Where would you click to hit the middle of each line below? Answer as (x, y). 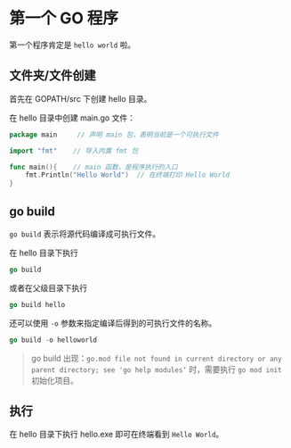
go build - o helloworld (53, 340)
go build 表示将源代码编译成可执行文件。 (85, 234)
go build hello (37, 304)
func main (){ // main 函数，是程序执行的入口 (93, 167)
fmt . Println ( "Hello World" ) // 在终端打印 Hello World (128, 175)
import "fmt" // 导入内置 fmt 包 (74, 151)
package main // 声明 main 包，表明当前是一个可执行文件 (114, 135)
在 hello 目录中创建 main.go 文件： (73, 118)
